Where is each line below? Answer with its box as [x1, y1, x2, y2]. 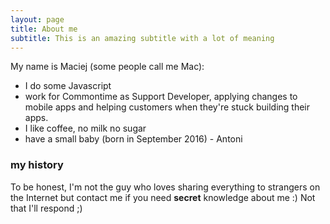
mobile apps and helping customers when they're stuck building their [24, 101, 310, 113]
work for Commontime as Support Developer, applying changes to [24, 91, 298, 103]
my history [10, 158, 64, 172]
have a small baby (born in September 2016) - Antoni [24, 133, 243, 145]
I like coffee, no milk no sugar [24, 122, 147, 135]
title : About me [10, 24, 78, 34]
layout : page [10, 14, 65, 25]
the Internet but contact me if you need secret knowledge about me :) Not [10, 191, 316, 203]
